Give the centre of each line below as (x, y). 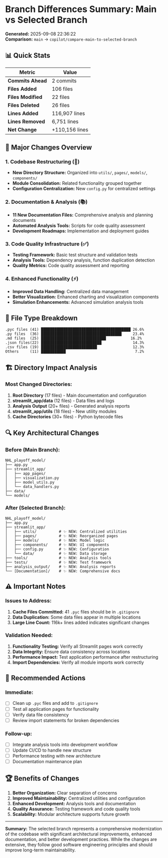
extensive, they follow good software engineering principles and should (79, 845)
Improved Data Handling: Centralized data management (70, 292)
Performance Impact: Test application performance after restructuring (85, 657)
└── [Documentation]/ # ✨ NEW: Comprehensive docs (63, 571)
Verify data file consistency (40, 714)
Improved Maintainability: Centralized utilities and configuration (79, 798)
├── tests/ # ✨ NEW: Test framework (58, 562)
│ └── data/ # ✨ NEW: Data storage (56, 553)
